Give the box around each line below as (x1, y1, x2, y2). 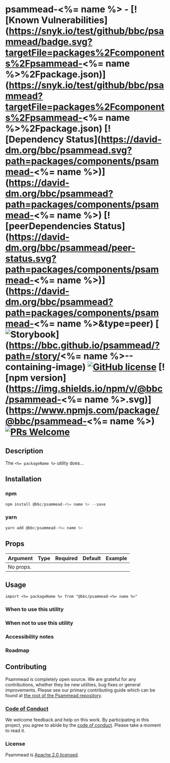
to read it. (5, 728, 25, 734)
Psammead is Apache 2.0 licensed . (5, 752, 79, 758)
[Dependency (5, 134, 64, 145)
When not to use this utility (5, 620, 74, 627)
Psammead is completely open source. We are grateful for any (5, 676, 136, 682)
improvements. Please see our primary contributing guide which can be (5, 687, 155, 693)
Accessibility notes (5, 633, 54, 641)
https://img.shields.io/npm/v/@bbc (9, 383, 163, 395)
